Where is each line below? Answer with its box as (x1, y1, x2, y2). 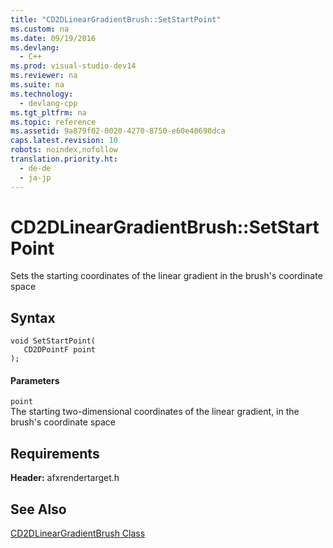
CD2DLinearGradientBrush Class (10, 527, 146, 540)
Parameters (10, 374, 60, 386)
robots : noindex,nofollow (10, 145, 118, 155)
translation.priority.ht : (10, 154, 118, 164)
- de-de (19, 163, 52, 173)
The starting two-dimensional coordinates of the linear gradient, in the (10, 406, 300, 418)
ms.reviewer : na (10, 71, 78, 81)
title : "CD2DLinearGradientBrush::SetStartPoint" (10, 14, 222, 25)
